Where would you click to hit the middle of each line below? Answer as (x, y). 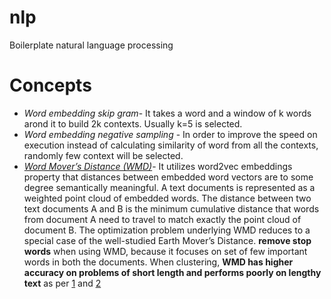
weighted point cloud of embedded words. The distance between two (167, 198)
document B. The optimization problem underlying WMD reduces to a (167, 230)
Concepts (50, 85)
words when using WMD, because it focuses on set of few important (165, 251)
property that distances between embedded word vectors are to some (168, 177)
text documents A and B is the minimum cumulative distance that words (171, 208)
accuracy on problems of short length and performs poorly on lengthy (172, 272)
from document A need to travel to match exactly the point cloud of (162, 219)
